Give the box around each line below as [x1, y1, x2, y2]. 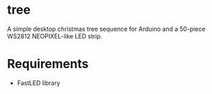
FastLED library [16, 78, 60, 87]
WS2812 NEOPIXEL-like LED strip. [7, 32, 103, 40]
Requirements [7, 56, 89, 72]
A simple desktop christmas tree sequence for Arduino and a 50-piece [7, 25, 206, 33]
